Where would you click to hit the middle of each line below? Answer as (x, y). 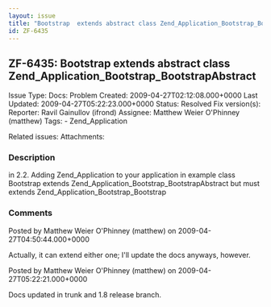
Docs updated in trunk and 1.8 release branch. (85, 294)
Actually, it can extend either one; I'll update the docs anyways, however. (130, 255)
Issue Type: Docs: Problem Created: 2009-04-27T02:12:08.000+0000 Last (133, 95)
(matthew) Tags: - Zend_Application (68, 121)
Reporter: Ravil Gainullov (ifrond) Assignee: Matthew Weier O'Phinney (124, 113)
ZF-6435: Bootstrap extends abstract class (119, 63)
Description (32, 158)
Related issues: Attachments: (56, 137)
